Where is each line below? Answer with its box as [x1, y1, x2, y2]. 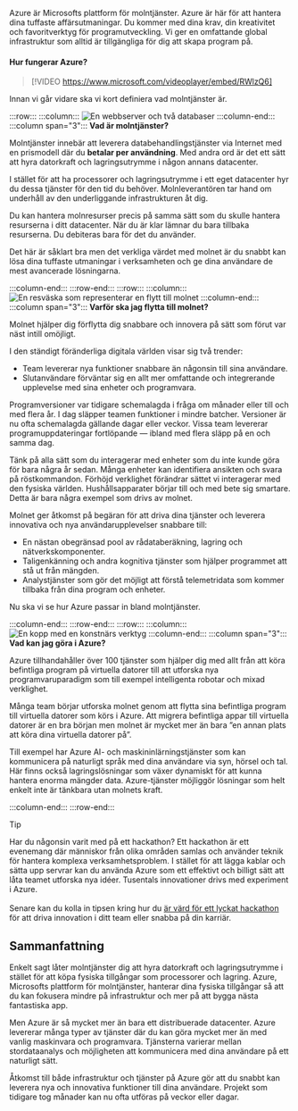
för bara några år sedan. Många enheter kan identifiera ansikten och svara [9, 464, 283, 475]
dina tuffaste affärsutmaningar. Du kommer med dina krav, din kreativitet [9, 17, 276, 28]
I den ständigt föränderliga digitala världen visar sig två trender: [9, 346, 244, 356]
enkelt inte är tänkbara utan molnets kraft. [9, 785, 163, 796]
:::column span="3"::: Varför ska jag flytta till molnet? [9, 302, 209, 313]
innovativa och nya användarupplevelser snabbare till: [9, 520, 208, 530]
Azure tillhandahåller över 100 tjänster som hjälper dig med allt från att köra [9, 656, 286, 666]
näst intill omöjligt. [9, 329, 76, 339]
